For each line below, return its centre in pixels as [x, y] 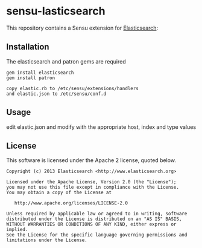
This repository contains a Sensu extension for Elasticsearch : [82, 28]
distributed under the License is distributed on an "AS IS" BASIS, [94, 219]
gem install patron [31, 78]
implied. [17, 230]
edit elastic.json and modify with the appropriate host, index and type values [101, 127]
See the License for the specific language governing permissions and [97, 235]
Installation [28, 47]
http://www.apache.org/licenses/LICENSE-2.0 [71, 203]
